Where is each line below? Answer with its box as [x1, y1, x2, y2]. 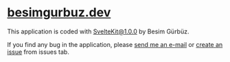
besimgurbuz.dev [7, 5, 111, 20]
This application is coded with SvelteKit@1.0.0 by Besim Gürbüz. [7, 27, 189, 35]
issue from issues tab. [7, 48, 70, 56]
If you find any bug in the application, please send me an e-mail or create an [7, 40, 223, 48]
